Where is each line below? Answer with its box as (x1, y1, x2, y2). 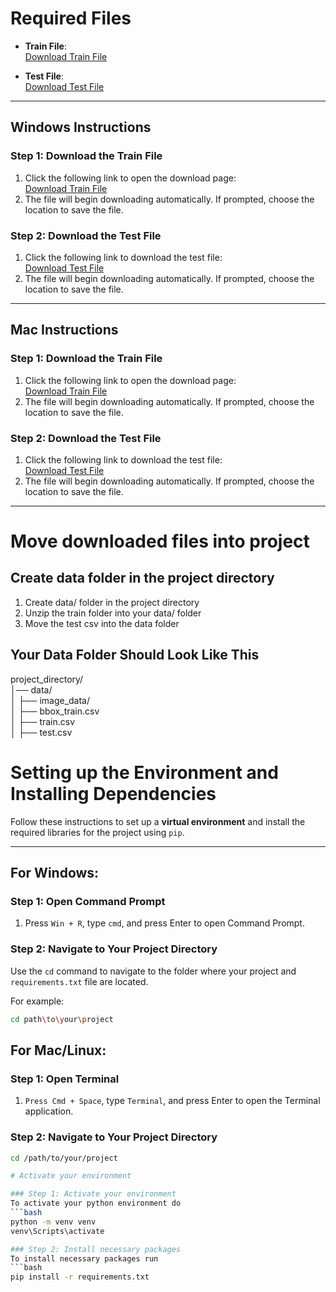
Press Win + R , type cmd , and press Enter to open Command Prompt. (24, 917, 305, 929)
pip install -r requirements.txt (10, 1272, 150, 1282)
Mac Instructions (10, 322, 119, 339)
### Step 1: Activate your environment (10, 1189, 177, 1199)
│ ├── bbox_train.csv (10, 705, 100, 717)
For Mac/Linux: (10, 1042, 107, 1059)
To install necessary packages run (10, 1253, 159, 1264)
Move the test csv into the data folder (24, 617, 180, 629)
